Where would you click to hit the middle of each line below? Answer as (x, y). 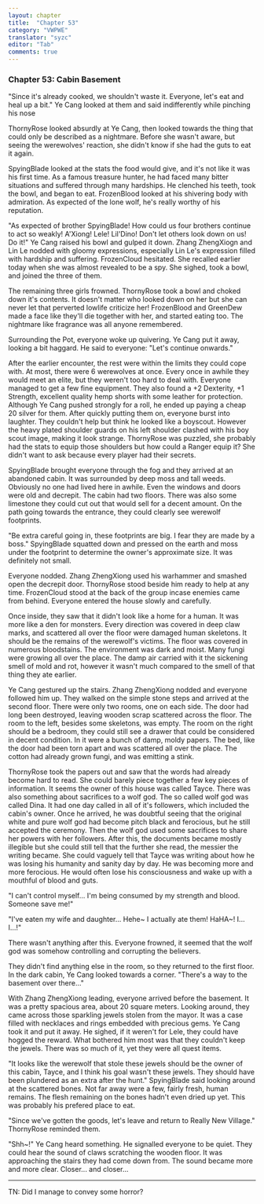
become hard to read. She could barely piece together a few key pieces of (128, 780)
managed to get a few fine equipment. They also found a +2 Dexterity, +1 (126, 388)
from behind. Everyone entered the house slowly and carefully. (110, 601)
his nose (22, 113)
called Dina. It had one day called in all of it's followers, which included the (129, 806)
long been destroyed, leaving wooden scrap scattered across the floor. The (130, 715)
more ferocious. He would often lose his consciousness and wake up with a (130, 872)
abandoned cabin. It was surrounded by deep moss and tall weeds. (117, 479)
